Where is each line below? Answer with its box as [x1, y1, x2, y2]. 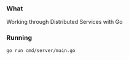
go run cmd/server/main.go [6, 47, 76, 53]
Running [6, 34, 33, 42]
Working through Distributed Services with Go [6, 18, 123, 26]
